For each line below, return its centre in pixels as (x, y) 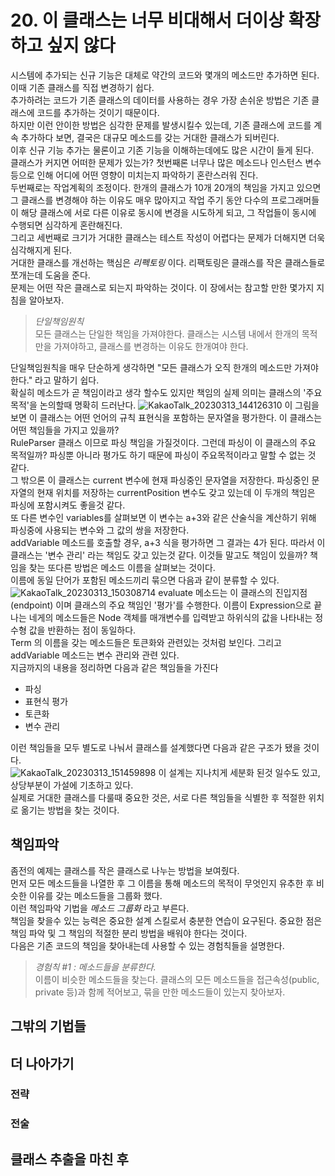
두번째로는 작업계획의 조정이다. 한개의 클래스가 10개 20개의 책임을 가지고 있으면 (166, 187)
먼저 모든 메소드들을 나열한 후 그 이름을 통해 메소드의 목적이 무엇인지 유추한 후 (162, 883)
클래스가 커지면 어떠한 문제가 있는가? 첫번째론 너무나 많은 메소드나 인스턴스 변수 (166, 162)
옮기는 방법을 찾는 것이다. (70, 810)
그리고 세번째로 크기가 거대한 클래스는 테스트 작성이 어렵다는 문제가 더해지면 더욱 (168, 237)
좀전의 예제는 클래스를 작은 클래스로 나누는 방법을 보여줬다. (125, 870)
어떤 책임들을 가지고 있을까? (65, 430)
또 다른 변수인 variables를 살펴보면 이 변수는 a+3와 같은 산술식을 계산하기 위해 (163, 517)
